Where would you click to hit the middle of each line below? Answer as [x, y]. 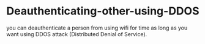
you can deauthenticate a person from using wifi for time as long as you [97, 28]
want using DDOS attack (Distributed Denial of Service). [77, 34]
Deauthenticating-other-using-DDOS [103, 11]
